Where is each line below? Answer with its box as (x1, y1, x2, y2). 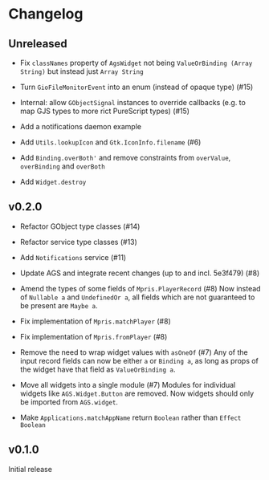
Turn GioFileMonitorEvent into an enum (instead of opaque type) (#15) (19, 82, 254, 92)
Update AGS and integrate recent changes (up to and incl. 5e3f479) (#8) (19, 268, 260, 278)
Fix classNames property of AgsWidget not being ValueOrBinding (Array (19, 58, 253, 67)
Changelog (8, 5, 84, 23)
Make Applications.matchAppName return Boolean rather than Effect (19, 413, 242, 422)
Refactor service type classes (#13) (19, 237, 138, 246)
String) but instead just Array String (19, 67, 144, 76)
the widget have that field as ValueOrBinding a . (19, 364, 176, 374)
